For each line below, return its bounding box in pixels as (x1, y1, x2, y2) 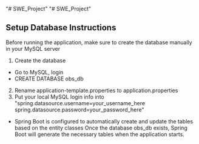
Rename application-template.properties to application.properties (14, 87, 178, 94)
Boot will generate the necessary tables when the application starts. (14, 130, 184, 138)
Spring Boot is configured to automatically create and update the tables (14, 117, 194, 125)
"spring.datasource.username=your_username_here (14, 99, 146, 106)
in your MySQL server (5, 45, 61, 52)
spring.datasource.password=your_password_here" (14, 106, 144, 113)
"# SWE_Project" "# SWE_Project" (5, 5, 92, 12)
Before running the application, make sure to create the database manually (5, 39, 192, 46)
